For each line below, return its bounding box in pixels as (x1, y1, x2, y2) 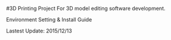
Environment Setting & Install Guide (6, 16, 92, 23)
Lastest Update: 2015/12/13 (6, 27, 72, 34)
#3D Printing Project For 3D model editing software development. (6, 5, 166, 12)
